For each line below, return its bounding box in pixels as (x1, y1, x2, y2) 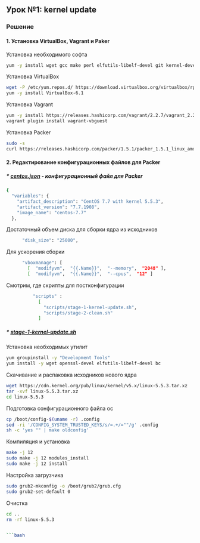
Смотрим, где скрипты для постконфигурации (6, 282, 124, 289)
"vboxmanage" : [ (21, 260, 62, 266)
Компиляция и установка (6, 438, 70, 445)
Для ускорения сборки (6, 248, 65, 255)
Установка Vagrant (6, 101, 54, 108)
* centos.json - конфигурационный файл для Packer (6, 172, 143, 180)
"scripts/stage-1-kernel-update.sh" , (43, 304, 137, 310)
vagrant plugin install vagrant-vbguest (6, 118, 108, 124)
